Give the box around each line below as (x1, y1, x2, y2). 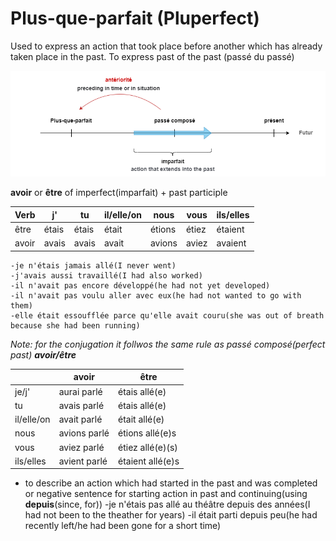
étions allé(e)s (118, 427, 177, 439)
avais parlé (58, 399, 105, 411)
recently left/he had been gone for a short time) (24, 520, 222, 532)
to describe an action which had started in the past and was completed (24, 477, 318, 489)
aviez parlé (58, 441, 105, 453)
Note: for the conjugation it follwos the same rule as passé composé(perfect (10, 338, 326, 350)
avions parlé (58, 427, 110, 439)
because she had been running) (10, 320, 141, 331)
